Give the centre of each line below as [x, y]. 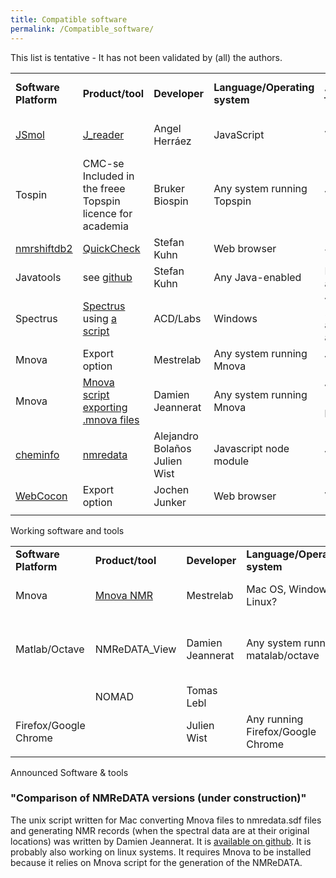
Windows [235, 318]
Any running [275, 719]
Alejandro [176, 436]
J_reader [103, 134]
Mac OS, [266, 589]
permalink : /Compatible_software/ [82, 29]
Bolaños [172, 448]
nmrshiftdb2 [44, 248]
